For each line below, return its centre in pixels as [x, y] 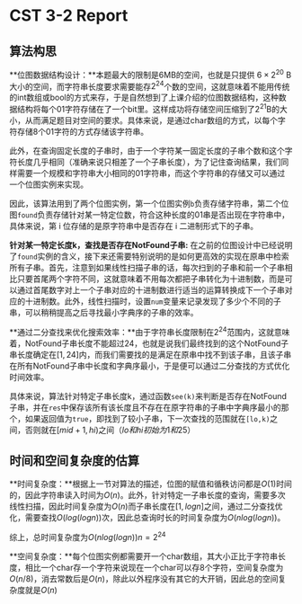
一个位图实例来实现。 [49, 184]
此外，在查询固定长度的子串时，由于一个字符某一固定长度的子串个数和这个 [147, 150]
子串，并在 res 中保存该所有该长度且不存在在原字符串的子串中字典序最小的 [145, 407]
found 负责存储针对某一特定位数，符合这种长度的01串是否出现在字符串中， [154, 214]
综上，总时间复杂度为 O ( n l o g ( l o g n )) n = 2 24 [88, 537]
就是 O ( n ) [41, 591]
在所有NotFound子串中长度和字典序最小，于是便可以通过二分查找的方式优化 [150, 366]
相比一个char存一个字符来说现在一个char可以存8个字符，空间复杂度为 [154, 568]
